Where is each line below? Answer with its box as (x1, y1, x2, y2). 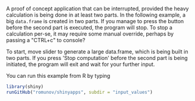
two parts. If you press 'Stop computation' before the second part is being (6, 55, 188, 61)
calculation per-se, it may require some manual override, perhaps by (6, 30, 174, 37)
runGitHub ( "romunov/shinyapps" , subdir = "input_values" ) (6, 89, 153, 95)
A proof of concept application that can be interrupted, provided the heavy (6, 5, 189, 12)
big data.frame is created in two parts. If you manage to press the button (6, 18, 184, 24)
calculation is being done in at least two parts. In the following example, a (6, 11, 186, 18)
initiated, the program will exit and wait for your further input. (6, 61, 155, 68)
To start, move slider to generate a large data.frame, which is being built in (6, 48, 188, 55)
